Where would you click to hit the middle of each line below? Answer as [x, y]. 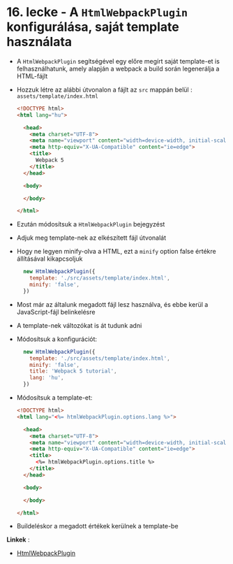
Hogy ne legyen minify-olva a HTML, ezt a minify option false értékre [116, 252]
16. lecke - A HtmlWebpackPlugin [97, 12]
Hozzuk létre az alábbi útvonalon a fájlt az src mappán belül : [104, 89]
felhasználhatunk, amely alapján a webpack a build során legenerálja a [118, 68]
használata [39, 42]
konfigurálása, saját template [93, 27]
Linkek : [18, 540]
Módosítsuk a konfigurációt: [57, 339]
